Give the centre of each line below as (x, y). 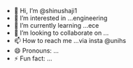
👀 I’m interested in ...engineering (61, 18)
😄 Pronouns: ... (36, 51)
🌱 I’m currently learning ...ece (56, 25)
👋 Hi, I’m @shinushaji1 (45, 11)
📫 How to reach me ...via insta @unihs (70, 41)
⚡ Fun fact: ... (33, 58)
